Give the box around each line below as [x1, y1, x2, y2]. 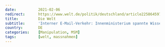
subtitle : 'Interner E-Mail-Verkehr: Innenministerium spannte [5, 21, 148, 26]
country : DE [5, 25, 43, 30]
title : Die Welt [5, 16, 56, 21]
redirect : [5, 12, 26, 17]
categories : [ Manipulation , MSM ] [5, 30, 80, 35]
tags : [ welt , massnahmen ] [5, 35, 78, 40]
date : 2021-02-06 [5, 7, 60, 12]
